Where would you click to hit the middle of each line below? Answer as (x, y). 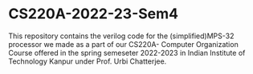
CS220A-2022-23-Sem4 (94, 14)
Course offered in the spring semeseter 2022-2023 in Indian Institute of (127, 53)
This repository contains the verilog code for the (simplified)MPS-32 (121, 36)
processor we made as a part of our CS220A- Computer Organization (123, 44)
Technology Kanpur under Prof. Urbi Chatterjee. (88, 61)
